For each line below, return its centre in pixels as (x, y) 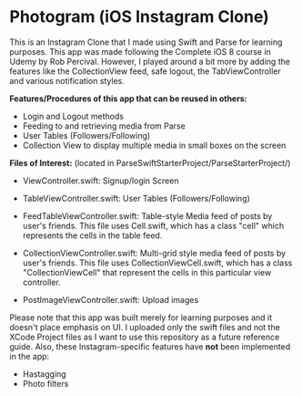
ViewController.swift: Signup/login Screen (101, 181)
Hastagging (44, 374)
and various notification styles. (67, 80)
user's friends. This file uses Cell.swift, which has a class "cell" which (153, 225)
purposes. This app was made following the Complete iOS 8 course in (140, 51)
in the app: (30, 356)
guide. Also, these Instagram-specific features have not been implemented (150, 346)
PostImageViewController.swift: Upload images (111, 299)
